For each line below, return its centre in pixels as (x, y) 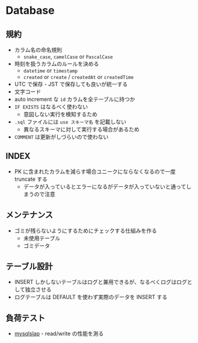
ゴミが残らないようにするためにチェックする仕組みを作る (85, 230)
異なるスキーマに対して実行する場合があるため (81, 129)
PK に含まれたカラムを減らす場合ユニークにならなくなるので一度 (95, 171)
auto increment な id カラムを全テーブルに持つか (75, 99)
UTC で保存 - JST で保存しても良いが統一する (71, 84)
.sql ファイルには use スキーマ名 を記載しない (70, 122)
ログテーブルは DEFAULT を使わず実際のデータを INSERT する (91, 297)
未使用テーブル (42, 238)
